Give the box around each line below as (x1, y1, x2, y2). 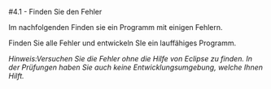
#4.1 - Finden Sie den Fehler (8, 7, 103, 16)
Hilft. (8, 71, 24, 80)
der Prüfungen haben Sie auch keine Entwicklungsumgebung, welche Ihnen (8, 62, 263, 72)
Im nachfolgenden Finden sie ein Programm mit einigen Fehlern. (8, 23, 223, 32)
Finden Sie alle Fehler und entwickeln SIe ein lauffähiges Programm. (8, 38, 237, 48)
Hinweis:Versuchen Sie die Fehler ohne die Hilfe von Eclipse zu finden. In (8, 54, 252, 63)
